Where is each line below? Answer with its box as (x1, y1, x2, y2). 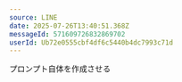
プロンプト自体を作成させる (9, 63, 112, 74)
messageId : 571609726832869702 (9, 29, 126, 38)
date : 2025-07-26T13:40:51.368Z (9, 21, 129, 30)
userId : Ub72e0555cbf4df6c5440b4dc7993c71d (9, 37, 174, 47)
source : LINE (9, 12, 58, 22)
